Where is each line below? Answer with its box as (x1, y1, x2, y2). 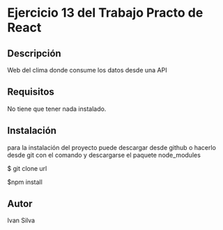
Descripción (7, 47, 61, 59)
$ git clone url (7, 164, 47, 172)
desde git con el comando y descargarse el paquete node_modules (7, 151, 201, 159)
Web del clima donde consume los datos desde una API (7, 66, 167, 74)
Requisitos (7, 86, 54, 98)
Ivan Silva (7, 216, 36, 224)
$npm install (7, 178, 43, 186)
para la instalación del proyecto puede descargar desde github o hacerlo (7, 143, 216, 151)
